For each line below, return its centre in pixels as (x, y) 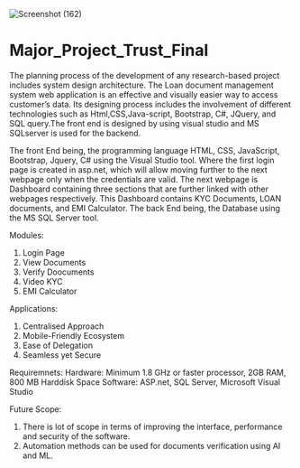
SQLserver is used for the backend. (75, 133)
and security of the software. (76, 436)
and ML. (38, 455)
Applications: (34, 308)
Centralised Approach (63, 326)
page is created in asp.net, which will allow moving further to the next (138, 169)
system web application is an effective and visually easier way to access (144, 94)
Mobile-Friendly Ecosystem (73, 335)
